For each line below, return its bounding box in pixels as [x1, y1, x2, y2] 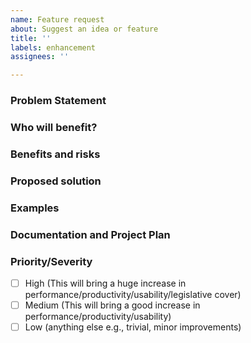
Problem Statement [10, 94, 107, 108]
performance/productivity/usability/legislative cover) [24, 289, 242, 301]
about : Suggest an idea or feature [10, 24, 159, 34]
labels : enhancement [10, 42, 97, 53]
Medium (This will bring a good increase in [24, 299, 201, 311]
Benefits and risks [10, 147, 101, 161]
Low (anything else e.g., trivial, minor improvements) [24, 321, 242, 333]
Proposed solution [10, 174, 102, 188]
